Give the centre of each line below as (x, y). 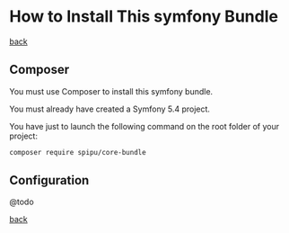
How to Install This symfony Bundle (144, 17)
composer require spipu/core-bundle (78, 152)
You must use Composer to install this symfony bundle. (111, 91)
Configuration (49, 180)
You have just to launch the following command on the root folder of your (144, 126)
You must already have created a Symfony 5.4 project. (110, 109)
